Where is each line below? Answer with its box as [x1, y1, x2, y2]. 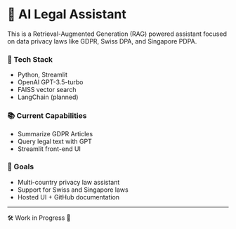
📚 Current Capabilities [7, 111, 87, 121]
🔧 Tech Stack [7, 54, 53, 64]
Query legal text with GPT [17, 137, 93, 145]
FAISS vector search [17, 86, 77, 94]
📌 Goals [7, 162, 34, 171]
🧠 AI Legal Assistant [7, 6, 126, 22]
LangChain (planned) [17, 93, 79, 101]
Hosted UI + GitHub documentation [17, 192, 120, 201]
